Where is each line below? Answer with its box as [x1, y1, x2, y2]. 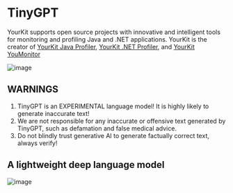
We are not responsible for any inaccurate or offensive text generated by [17, 117, 226, 125]
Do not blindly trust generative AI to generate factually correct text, [17, 131, 210, 140]
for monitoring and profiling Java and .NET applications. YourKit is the [7, 35, 207, 43]
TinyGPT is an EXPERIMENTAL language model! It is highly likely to [17, 102, 209, 110]
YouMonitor [7, 50, 40, 58]
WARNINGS [7, 83, 59, 95]
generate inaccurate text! [17, 109, 90, 117]
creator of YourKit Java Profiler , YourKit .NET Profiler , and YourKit [7, 42, 195, 51]
